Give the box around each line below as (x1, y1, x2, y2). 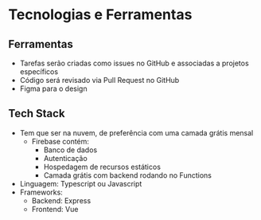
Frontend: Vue (31, 204, 79, 214)
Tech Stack (8, 107, 65, 120)
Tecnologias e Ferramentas (8, 6, 193, 24)
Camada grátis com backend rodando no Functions (43, 170, 212, 180)
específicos (19, 67, 58, 77)
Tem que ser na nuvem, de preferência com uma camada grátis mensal (19, 128, 254, 137)
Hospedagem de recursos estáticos (43, 162, 162, 171)
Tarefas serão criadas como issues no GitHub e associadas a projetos (19, 58, 249, 68)
